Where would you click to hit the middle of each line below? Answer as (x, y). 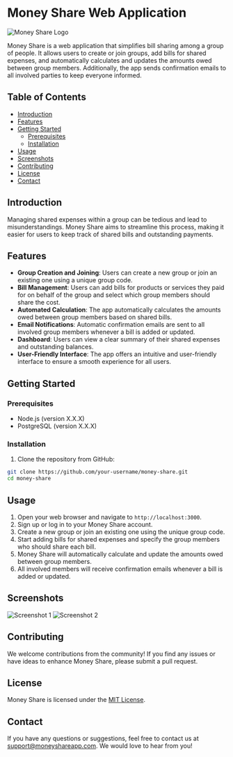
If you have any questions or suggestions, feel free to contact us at (103, 739)
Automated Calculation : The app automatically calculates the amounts (119, 310)
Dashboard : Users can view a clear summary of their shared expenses (119, 339)
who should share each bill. (56, 546)
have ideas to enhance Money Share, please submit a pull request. (103, 661)
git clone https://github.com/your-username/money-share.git (98, 472)
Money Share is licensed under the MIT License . (77, 700)
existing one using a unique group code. (75, 280)
